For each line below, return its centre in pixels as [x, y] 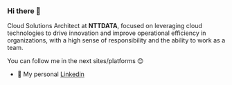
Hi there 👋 [24, 11]
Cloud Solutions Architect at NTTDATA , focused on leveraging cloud [105, 26]
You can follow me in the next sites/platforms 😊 [75, 61]
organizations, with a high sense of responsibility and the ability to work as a [116, 40]
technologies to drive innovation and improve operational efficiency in [107, 33]
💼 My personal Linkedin [51, 74]
